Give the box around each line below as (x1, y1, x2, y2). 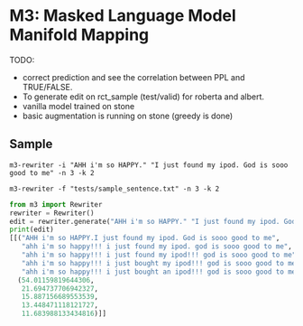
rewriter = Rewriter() (9, 209, 95, 218)
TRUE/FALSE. (22, 81, 73, 92)
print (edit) (9, 225, 54, 235)
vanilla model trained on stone (22, 100, 135, 111)
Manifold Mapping (9, 24, 150, 45)
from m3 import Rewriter (9, 200, 103, 209)
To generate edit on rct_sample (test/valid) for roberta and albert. (22, 91, 264, 102)
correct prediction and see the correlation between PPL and (22, 71, 245, 82)
